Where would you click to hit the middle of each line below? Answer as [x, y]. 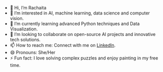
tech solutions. [25, 39]
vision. [17, 18]
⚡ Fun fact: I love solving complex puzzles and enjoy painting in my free [84, 58]
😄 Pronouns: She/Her [33, 52]
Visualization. [24, 29]
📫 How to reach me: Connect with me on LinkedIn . [63, 45]
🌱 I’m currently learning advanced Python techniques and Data [75, 23]
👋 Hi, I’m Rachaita [28, 8]
